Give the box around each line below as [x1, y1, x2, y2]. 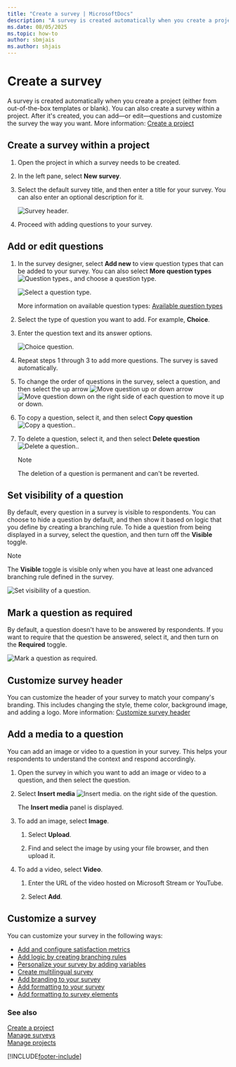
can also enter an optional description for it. [17, 193, 144, 201]
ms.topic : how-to [7, 30, 58, 37]
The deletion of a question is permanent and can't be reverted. [17, 469, 199, 477]
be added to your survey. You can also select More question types [17, 267, 212, 275]
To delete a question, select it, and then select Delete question [17, 434, 200, 443]
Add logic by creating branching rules [17, 952, 127, 961]
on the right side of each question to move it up [86, 392, 225, 400]
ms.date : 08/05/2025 [7, 23, 68, 30]
